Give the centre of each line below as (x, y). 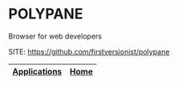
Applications (37, 71)
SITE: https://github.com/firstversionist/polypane (89, 51)
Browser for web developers (55, 36)
